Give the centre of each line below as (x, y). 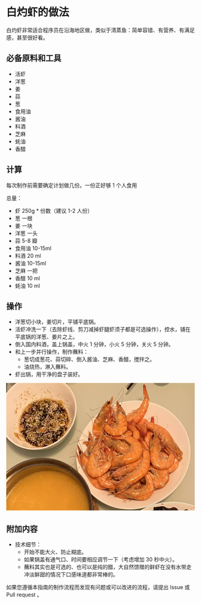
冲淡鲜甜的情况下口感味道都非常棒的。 (71, 575)
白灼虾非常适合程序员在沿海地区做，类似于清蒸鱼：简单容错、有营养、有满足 (100, 30)
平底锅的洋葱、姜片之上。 (46, 337)
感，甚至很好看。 (27, 37)
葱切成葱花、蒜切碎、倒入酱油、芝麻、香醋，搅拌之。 (89, 359)
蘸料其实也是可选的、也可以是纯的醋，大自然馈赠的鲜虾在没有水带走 (108, 567)
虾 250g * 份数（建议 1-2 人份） (54, 211)
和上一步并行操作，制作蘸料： (51, 352)
